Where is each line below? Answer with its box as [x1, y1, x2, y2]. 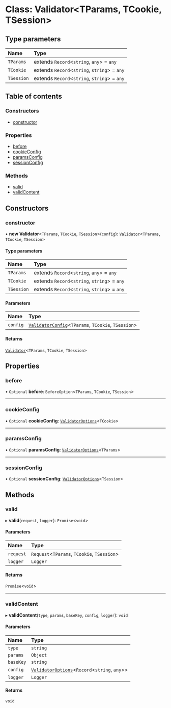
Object [31, 652, 47, 658]
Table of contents [5, 92, 62, 101]
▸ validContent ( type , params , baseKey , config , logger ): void [5, 612, 128, 618]
